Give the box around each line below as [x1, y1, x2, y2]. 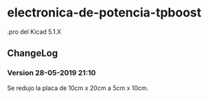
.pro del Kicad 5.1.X [7, 27, 62, 36]
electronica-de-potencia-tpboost [7, 5, 202, 21]
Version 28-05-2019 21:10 [7, 68, 96, 78]
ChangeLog [7, 47, 58, 59]
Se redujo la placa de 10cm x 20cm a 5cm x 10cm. [7, 84, 149, 92]
